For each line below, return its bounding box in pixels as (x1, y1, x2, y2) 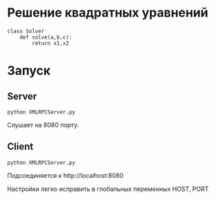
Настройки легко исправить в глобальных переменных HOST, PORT (7, 185, 209, 193)
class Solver (7, 28, 45, 35)
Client (7, 140, 34, 153)
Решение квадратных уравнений (7, 5, 208, 21)
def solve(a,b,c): (19, 33, 72, 41)
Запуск (7, 63, 51, 79)
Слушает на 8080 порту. (7, 120, 79, 129)
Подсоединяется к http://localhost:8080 (7, 171, 124, 179)
